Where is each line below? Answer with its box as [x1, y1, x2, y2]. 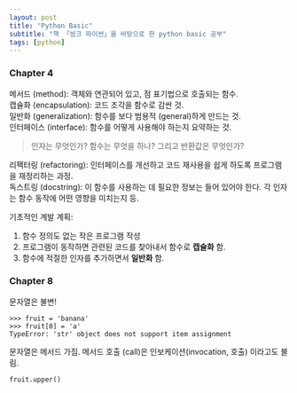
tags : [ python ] [9, 37, 66, 47]
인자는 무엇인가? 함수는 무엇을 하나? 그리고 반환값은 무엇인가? [30, 140, 245, 151]
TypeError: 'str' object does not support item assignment [9, 329, 232, 338]
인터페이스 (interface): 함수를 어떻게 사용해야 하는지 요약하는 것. [9, 122, 232, 132]
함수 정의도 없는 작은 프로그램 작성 [21, 230, 141, 240]
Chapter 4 [9, 67, 54, 80]
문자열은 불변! [9, 296, 58, 307]
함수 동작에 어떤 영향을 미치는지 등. [18, 193, 139, 203]
